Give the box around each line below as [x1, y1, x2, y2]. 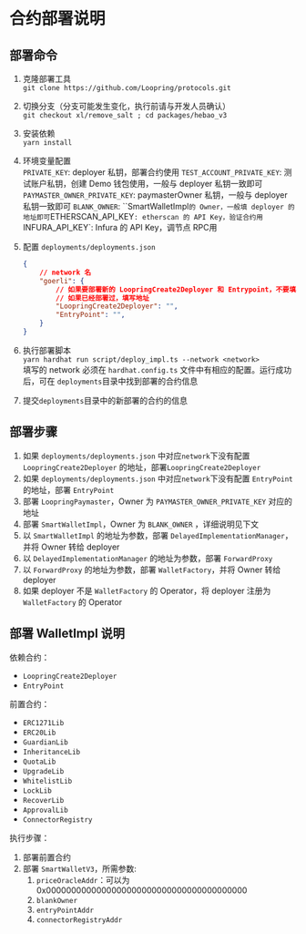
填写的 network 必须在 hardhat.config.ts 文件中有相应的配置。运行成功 [22, 364, 292, 375]
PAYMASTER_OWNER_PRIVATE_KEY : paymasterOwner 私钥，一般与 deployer [22, 190, 289, 200]
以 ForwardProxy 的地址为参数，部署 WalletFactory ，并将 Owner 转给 [22, 564, 281, 575]
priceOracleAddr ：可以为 [36, 874, 130, 885]
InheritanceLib [22, 747, 81, 756]
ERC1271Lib [22, 718, 65, 727]
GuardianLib [22, 737, 68, 747]
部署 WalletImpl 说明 [9, 626, 126, 641]
